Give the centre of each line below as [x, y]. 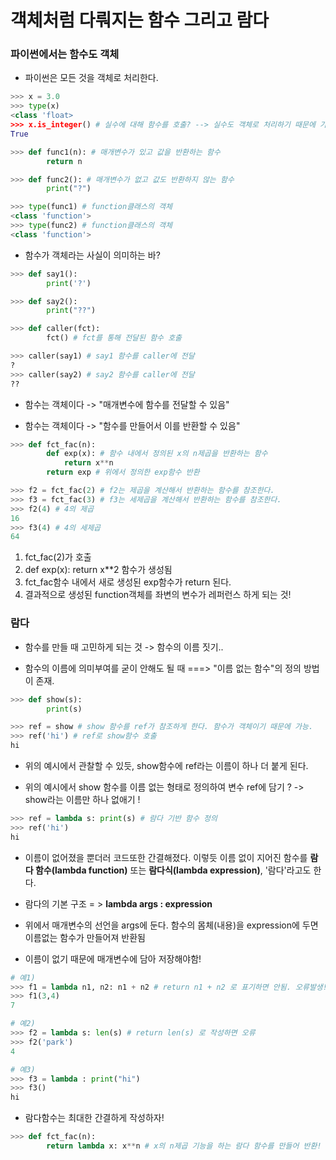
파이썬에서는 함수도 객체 [65, 54]
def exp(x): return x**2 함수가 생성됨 [98, 570]
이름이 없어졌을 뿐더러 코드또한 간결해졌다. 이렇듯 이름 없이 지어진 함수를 [166, 857]
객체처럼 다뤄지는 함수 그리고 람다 [139, 20]
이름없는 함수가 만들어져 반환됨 [85, 937]
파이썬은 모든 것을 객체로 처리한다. [91, 78]
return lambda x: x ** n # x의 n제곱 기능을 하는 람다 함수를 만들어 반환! [184, 1146]
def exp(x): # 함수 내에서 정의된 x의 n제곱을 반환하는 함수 [157, 454]
